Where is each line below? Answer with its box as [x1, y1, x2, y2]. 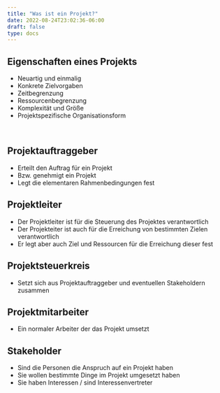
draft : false [7, 23, 45, 30]
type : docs [7, 29, 39, 37]
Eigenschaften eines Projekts [7, 55, 138, 67]
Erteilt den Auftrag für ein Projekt [17, 164, 113, 172]
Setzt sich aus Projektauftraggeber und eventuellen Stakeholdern [17, 278, 206, 287]
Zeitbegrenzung [17, 89, 64, 98]
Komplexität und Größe [17, 104, 84, 113]
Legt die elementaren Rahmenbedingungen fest [17, 178, 155, 187]
